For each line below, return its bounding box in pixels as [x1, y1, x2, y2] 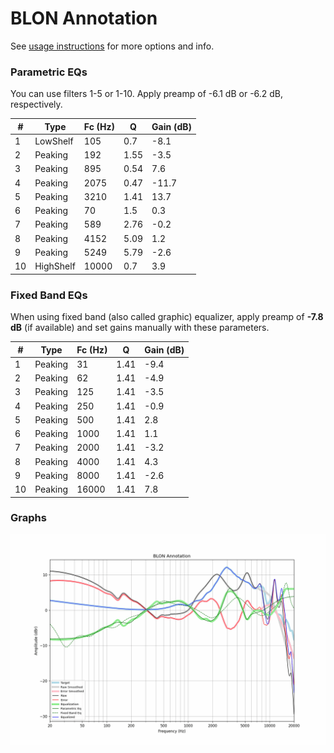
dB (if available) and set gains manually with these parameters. [10, 322, 270, 334]
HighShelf [34, 260, 76, 272]
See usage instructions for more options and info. [10, 40, 215, 52]
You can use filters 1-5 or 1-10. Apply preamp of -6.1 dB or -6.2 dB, [10, 88, 284, 100]
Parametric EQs [10, 65, 88, 79]
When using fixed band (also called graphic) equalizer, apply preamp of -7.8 [10, 311, 324, 323]
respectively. [10, 98, 63, 111]
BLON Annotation [10, 7, 158, 30]
